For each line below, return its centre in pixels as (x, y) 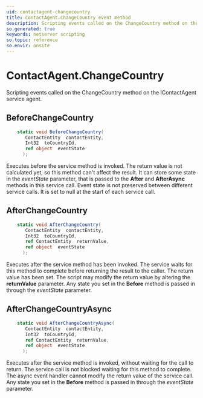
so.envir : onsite (28, 46)
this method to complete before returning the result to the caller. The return (100, 271)
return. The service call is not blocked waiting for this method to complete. (99, 370)
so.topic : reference (32, 40)
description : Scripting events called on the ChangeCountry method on (97, 23)
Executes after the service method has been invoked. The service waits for (99, 265)
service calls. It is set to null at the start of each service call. (81, 192)
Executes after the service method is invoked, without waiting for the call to (100, 363)
